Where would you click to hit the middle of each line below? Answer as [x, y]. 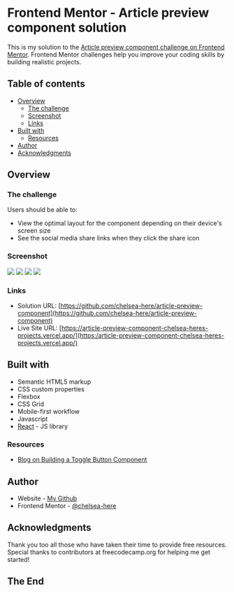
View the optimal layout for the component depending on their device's [119, 223]
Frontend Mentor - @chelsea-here [67, 505]
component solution [67, 28]
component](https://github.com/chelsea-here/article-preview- [107, 313]
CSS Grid [30, 404]
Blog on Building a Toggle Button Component [82, 460]
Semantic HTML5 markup [54, 382]
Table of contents [46, 84]
